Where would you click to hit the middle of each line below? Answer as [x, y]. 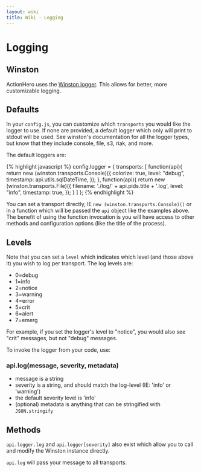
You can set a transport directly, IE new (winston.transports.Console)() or [99, 204]
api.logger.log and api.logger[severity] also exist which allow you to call [100, 444]
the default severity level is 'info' [56, 398]
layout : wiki [23, 12]
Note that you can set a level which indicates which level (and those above [100, 257]
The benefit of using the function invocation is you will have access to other [101, 217]
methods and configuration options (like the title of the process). [86, 224]
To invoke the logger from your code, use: [58, 350]
